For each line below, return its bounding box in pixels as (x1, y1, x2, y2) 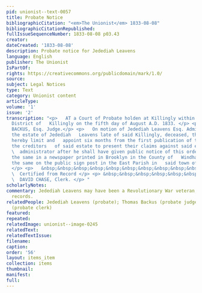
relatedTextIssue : (6, 232, 52, 238)
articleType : (6, 98, 39, 104)
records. (11, 193, 34, 199)
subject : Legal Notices (6, 82, 66, 88)
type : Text (6, 87, 34, 93)
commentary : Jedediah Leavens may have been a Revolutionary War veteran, (6, 188, 198, 194)
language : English (6, 54, 52, 60)
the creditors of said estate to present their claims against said (11, 143, 192, 149)
